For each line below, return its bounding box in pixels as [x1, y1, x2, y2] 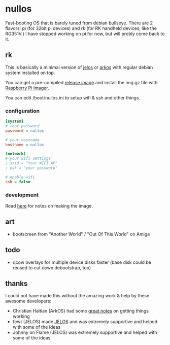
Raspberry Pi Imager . [5, 85, 49, 91]
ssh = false [5, 179, 30, 184]
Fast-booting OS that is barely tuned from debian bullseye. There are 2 [5, 20, 153, 26]
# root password [5, 123, 40, 128]
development [5, 191, 39, 198]
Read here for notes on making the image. [5, 202, 93, 209]
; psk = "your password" [5, 165, 58, 170]
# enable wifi [5, 175, 36, 180]
